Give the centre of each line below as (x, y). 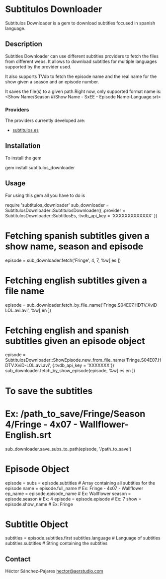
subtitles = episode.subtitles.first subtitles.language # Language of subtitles (83, 538)
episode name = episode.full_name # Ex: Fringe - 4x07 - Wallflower (74, 488)
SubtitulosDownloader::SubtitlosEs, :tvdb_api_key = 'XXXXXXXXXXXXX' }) (81, 215)
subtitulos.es (25, 130)
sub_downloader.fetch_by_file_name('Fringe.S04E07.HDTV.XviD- (93, 305)
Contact (18, 559)
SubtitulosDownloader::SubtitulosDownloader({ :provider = (65, 210)
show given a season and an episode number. (52, 81)
